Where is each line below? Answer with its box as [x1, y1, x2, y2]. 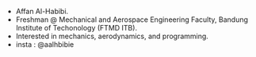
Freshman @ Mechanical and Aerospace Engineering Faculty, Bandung [15, 15, 248, 24]
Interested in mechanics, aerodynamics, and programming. [15, 31, 208, 41]
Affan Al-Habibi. [15, 7, 69, 16]
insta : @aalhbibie [15, 40, 75, 49]
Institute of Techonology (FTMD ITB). [15, 23, 137, 32]
